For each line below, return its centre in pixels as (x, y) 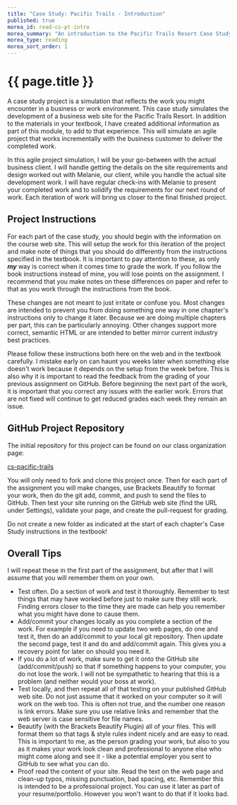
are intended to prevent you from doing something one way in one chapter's (118, 310)
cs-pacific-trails (31, 466)
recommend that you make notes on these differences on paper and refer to (118, 281)
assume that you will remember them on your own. (81, 578)
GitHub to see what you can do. (63, 764)
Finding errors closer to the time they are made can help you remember (121, 607)
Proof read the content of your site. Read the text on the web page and (120, 771)
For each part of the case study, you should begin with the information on (114, 236)
